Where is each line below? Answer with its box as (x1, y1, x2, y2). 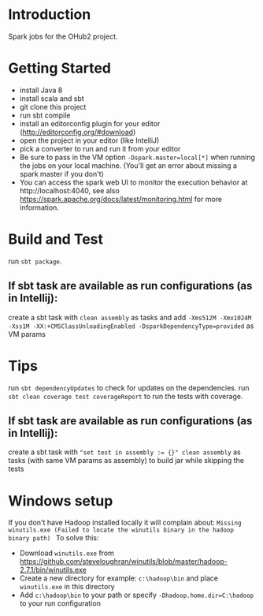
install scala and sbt (19, 93, 84, 103)
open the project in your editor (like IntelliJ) (19, 136, 160, 145)
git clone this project (19, 102, 87, 111)
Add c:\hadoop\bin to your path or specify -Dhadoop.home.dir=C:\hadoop (19, 590, 254, 600)
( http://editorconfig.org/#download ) (19, 127, 136, 136)
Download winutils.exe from (19, 548, 114, 558)
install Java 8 (19, 85, 63, 95)
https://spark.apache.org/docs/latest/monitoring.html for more (19, 194, 223, 203)
